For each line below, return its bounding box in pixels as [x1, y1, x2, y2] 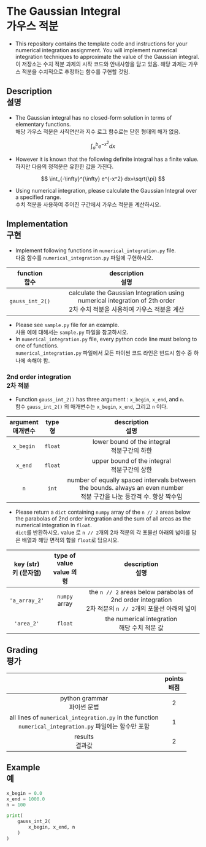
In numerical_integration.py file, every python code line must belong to [15, 335, 197, 342]
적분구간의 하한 [110, 446, 152, 455]
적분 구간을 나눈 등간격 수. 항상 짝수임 [80, 492, 183, 501]
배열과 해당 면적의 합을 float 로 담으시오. [21, 536, 120, 544]
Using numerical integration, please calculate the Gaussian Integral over [15, 187, 197, 195]
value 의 [53, 568, 77, 576]
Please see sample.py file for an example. [15, 321, 120, 328]
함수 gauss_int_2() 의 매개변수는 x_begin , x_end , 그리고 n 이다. [15, 403, 169, 411]
